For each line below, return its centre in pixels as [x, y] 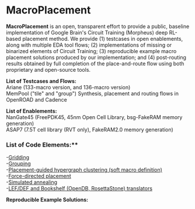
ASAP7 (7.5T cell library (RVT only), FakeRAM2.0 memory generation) [90, 130]
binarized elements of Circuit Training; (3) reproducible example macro [91, 51]
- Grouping [18, 163]
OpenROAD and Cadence [36, 99]
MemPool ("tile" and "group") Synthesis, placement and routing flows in [93, 93]
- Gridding [18, 158]
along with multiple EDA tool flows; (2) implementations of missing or [89, 45]
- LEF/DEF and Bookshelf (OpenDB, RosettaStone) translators [79, 189]
